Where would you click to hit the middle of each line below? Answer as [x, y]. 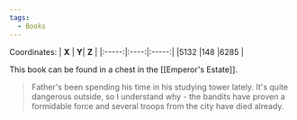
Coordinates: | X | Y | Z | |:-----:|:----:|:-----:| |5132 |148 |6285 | [127, 51]
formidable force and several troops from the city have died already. [157, 106]
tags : [19, 18]
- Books [32, 26]
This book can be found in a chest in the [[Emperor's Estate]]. [124, 69]
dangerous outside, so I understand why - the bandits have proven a [158, 97]
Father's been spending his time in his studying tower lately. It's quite [160, 87]
